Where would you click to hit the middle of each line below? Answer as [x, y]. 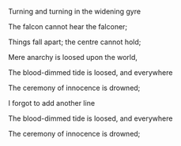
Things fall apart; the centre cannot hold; [75, 42]
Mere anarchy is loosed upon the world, [73, 57]
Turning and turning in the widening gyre [74, 11]
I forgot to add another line [52, 103]
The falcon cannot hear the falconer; [68, 26]
